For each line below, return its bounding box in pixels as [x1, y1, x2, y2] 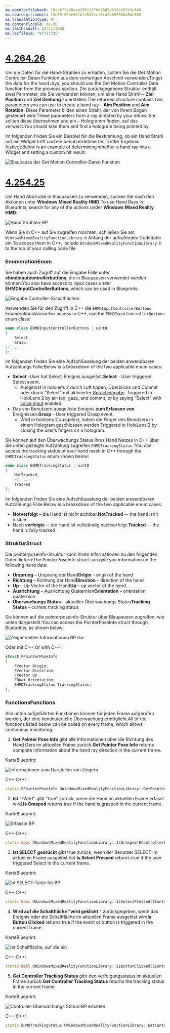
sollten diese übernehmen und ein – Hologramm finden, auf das [5, 117, 138, 124]
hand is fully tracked [12, 527, 56, 533]
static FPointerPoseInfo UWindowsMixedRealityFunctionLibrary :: [5, 787, 144, 792]
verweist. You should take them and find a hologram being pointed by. [5, 123, 150, 129]
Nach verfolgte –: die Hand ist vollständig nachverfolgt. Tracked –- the [12, 522, 159, 528]
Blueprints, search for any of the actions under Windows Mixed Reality [5, 204, 154, 210]
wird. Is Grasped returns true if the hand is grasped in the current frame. [12, 801, 163, 807]
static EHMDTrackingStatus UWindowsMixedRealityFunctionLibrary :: [5, 1023, 148, 1028]
